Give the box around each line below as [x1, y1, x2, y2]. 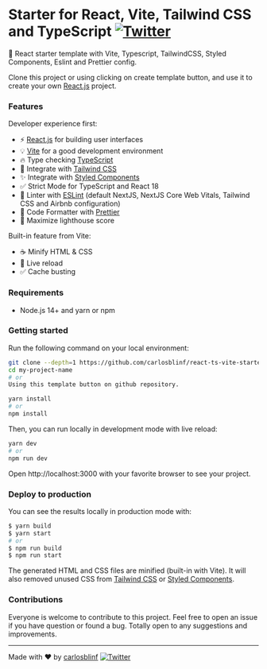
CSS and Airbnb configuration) [19, 199, 121, 208]
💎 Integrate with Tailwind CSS [19, 164, 117, 174]
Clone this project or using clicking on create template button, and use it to [8, 72, 253, 82]
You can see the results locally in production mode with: [8, 506, 192, 516]
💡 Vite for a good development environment [19, 146, 164, 156]
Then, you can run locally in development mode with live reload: [8, 423, 218, 434]
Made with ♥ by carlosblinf [8, 652, 99, 661]
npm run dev [8, 454, 48, 462]
